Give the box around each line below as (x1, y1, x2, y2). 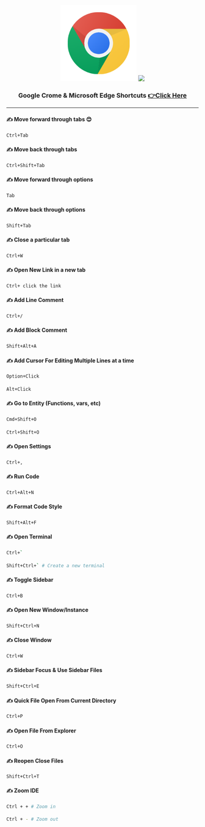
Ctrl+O (6, 743, 23, 750)
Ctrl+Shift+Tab (6, 162, 45, 168)
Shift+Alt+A (6, 343, 37, 349)
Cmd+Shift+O (6, 416, 37, 422)
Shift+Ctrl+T (6, 773, 40, 780)
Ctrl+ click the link (6, 282, 62, 289)
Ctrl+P (6, 714, 23, 720)
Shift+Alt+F (6, 520, 37, 526)
